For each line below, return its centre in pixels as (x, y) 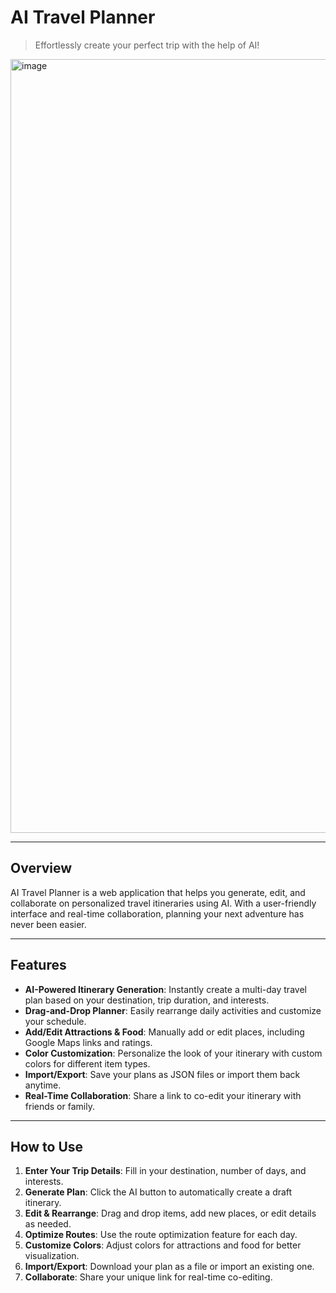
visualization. (52, 1256)
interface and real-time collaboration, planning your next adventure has (157, 913)
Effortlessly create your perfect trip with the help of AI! (147, 45)
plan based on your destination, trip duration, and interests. (147, 1000)
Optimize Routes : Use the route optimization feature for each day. (161, 1235)
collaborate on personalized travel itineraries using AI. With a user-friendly (163, 903)
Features (38, 965)
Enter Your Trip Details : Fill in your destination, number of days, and (165, 1171)
